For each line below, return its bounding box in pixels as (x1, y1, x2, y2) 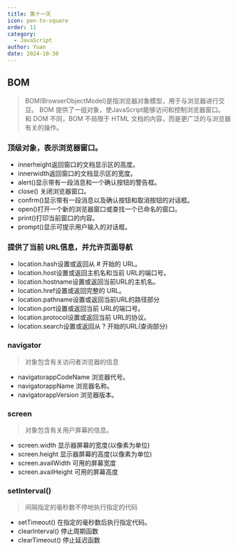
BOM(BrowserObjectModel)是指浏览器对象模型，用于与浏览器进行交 (24, 96, 225, 105)
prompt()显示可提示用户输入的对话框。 (17, 222, 132, 231)
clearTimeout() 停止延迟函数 (17, 536, 101, 545)
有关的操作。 (24, 123, 63, 132)
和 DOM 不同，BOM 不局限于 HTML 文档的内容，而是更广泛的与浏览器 (24, 114, 232, 123)
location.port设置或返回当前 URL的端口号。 (17, 304, 145, 313)
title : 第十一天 (7, 10, 51, 18)
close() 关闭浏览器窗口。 (17, 187, 90, 195)
